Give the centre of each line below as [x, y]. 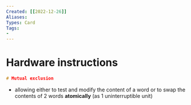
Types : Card [21, 22]
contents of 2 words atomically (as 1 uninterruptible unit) [83, 96]
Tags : [13, 28]
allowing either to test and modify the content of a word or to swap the [100, 90]
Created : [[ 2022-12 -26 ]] [36, 12]
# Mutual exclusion [30, 78]
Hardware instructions [62, 63]
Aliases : [17, 17]
